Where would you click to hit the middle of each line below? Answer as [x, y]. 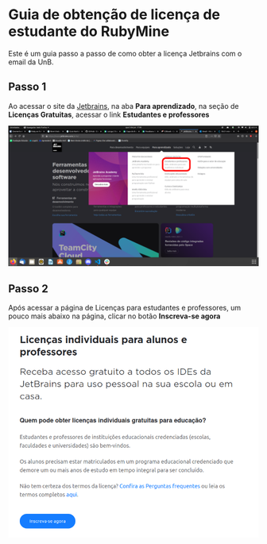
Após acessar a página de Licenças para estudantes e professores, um [124, 308]
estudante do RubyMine [89, 31]
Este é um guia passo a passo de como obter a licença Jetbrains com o [125, 53]
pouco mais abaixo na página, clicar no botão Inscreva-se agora [114, 316]
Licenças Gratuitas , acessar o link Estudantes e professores [109, 114]
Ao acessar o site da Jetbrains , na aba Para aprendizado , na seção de [124, 106]
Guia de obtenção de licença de [114, 15]
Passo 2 [29, 289]
